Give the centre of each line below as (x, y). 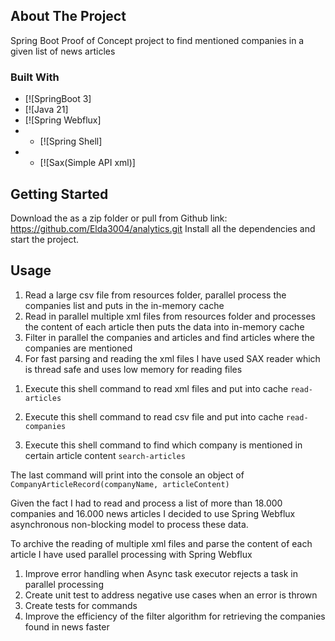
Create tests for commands (81, 605)
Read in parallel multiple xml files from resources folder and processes (170, 316)
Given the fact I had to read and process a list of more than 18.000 (146, 503)
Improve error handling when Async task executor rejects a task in (161, 573)
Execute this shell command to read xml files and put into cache (156, 388)
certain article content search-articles (105, 455)
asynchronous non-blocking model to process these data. (129, 524)
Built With (35, 77)
